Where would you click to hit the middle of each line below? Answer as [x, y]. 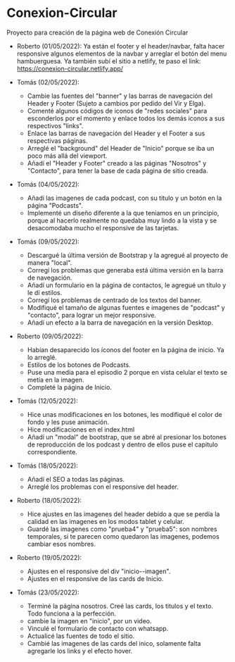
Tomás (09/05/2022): [48, 242]
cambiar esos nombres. [62, 544]
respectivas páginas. [57, 140]
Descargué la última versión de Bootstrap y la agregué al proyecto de [128, 255]
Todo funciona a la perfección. [72, 613]
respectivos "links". [55, 125]
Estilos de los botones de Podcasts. [79, 365]
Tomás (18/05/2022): [47, 466]
